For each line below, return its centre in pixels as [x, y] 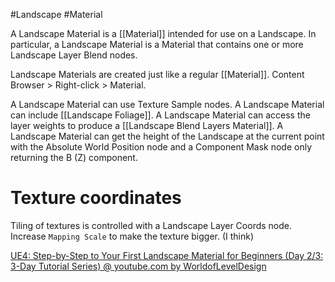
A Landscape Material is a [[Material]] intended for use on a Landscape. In [163, 33]
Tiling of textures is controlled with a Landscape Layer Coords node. [151, 225]
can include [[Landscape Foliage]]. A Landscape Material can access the [160, 115]
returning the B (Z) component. [74, 157]
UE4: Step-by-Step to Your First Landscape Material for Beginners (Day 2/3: [167, 255]
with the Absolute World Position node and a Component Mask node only [161, 147]
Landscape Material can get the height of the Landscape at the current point [167, 136]
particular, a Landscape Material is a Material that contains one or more [157, 44]
